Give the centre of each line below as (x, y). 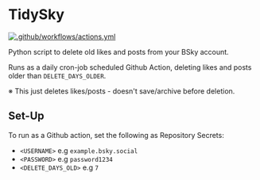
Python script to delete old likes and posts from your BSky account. (118, 52)
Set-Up (27, 116)
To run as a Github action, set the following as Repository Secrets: (116, 135)
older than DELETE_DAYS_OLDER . (57, 75)
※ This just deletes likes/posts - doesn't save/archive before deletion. (122, 91)
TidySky (37, 15)
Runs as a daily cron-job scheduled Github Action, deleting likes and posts (130, 67)
